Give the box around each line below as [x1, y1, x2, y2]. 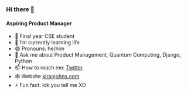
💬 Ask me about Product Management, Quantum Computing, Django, [14, 51, 182, 58]
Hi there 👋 [6, 5, 35, 13]
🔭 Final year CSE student [14, 33, 75, 40]
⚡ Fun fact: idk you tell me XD [14, 82, 86, 89]
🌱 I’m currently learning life [14, 39, 80, 46]
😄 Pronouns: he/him [14, 45, 64, 52]
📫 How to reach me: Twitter [14, 64, 83, 71]
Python [14, 58, 32, 65]
